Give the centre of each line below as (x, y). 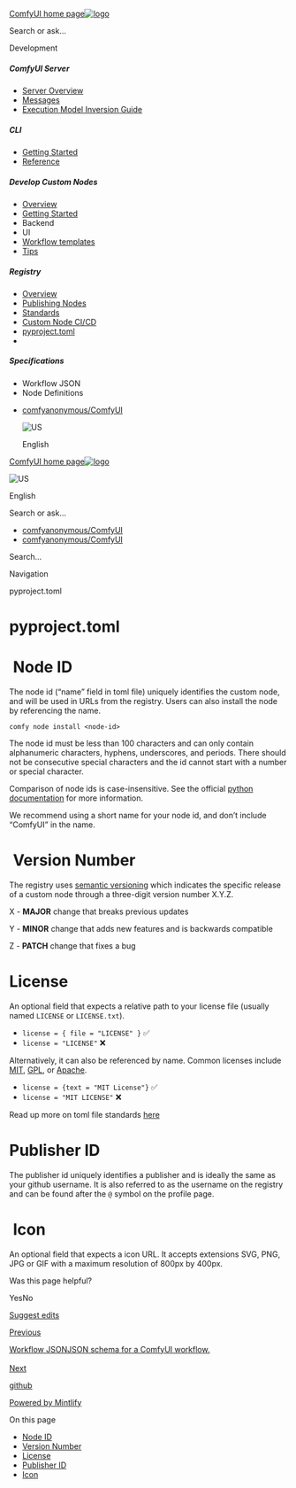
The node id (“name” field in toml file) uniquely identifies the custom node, (144, 692)
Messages (41, 100)
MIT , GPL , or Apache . (48, 1069)
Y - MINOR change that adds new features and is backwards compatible (141, 928)
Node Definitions (53, 392)
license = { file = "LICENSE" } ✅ (86, 1033)
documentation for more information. (76, 798)
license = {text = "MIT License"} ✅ (90, 1087)
